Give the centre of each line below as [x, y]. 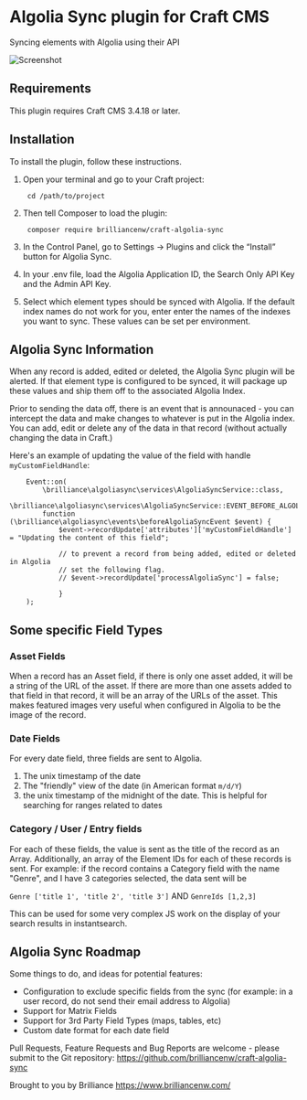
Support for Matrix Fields [69, 1011]
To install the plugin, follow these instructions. [96, 161]
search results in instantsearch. [69, 923]
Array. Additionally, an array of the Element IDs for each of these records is [151, 859]
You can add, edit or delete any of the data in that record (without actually [148, 428]
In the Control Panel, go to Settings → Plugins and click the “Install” [149, 246]
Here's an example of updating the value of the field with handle [130, 455]
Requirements [50, 89]
